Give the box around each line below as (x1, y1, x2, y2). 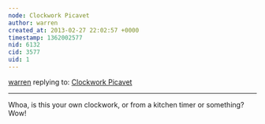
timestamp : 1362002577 (8, 33, 83, 42)
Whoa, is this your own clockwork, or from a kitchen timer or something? (8, 100, 244, 109)
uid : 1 (8, 56, 30, 64)
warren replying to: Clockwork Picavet (8, 77, 132, 87)
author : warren (8, 19, 58, 27)
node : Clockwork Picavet (8, 11, 90, 20)
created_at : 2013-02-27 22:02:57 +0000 (8, 26, 140, 34)
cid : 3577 (8, 48, 41, 56)
